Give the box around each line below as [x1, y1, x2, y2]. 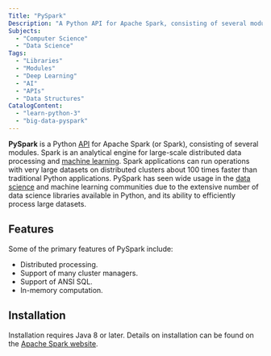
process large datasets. [8, 199, 87, 208]
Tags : [8, 49, 27, 57]
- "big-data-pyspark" [15, 117, 89, 125]
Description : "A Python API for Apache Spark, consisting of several [8, 19, 248, 27]
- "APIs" [15, 86, 45, 95]
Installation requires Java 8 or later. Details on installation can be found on [8, 330, 254, 340]
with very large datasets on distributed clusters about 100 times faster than [8, 165, 258, 174]
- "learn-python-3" [15, 110, 81, 118]
